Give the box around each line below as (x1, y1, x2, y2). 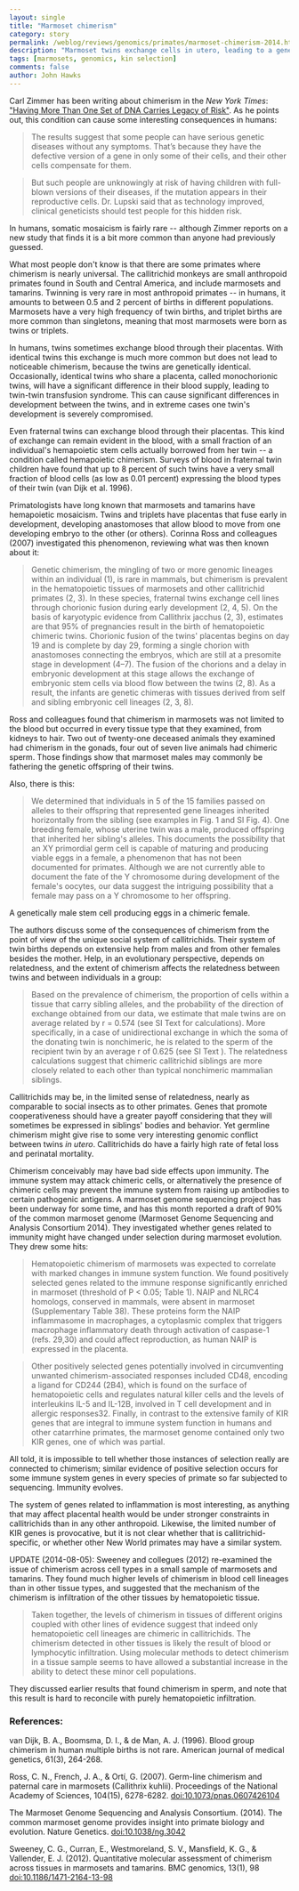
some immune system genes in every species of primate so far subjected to (9, 1472, 287, 1483)
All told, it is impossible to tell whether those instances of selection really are (9, 1453, 290, 1464)
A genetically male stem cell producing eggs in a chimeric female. (9, 907, 251, 917)
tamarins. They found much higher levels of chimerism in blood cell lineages (9, 1572, 289, 1584)
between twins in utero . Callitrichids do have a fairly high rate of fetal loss (9, 1138, 279, 1149)
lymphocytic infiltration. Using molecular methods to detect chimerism (30, 1647, 289, 1658)
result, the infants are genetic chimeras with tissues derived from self (30, 687, 286, 698)
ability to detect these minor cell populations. (30, 1666, 197, 1677)
